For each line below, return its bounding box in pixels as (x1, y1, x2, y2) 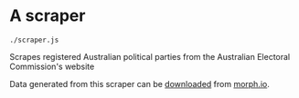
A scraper (9, 5, 86, 26)
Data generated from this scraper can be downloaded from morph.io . (9, 78, 270, 89)
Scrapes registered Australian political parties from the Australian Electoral (9, 51, 291, 62)
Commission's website (9, 61, 95, 72)
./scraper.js (9, 35, 59, 44)
